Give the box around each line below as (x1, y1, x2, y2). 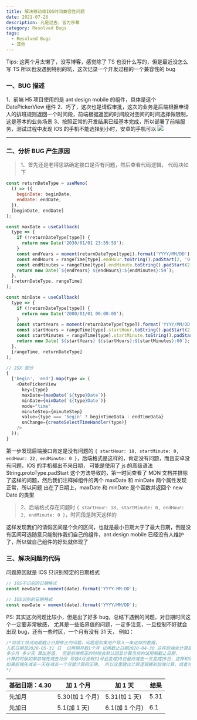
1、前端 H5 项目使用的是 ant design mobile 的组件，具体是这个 (6, 96, 157, 103)
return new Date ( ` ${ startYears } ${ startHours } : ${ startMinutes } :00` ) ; (16, 338, 191, 344)
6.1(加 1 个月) (105, 704, 144, 712)
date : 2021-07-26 (6, 14, 49, 20)
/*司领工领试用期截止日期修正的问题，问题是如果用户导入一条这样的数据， (6, 640, 160, 645)
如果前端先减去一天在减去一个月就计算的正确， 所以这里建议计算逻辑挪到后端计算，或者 (6, 661, 188, 668)
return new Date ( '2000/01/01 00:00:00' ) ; (21, 310, 125, 317)
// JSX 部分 (6, 365, 33, 371)
